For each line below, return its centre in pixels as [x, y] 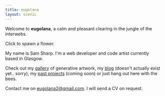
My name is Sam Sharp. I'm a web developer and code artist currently [77, 53]
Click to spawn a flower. [30, 43]
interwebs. [16, 34]
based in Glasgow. [24, 58]
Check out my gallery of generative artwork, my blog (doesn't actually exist [83, 68]
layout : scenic [21, 14]
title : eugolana [22, 10]
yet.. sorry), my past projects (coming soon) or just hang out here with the [81, 73]
